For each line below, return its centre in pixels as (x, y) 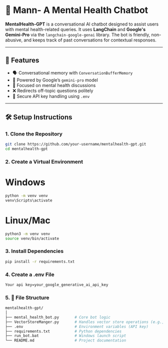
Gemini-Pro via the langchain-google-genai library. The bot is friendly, (78, 34)
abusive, (14, 40)
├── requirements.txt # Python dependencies (63, 331)
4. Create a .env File (30, 274)
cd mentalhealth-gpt (27, 149)
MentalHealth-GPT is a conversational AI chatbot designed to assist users (82, 24)
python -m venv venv (27, 196)
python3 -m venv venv (28, 234)
